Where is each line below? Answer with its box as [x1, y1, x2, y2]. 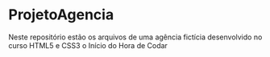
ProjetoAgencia [8, 6, 114, 24]
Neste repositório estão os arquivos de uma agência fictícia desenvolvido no [8, 32, 263, 42]
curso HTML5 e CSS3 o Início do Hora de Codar [8, 40, 168, 50]
